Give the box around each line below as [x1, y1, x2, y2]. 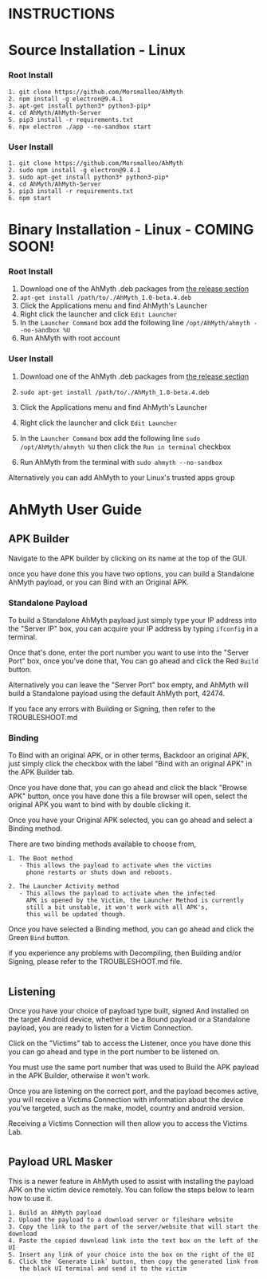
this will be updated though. [26, 911, 127, 919]
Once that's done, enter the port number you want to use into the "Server [8, 647, 249, 658]
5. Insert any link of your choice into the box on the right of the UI [8, 1250, 255, 1258]
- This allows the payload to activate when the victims [18, 862, 213, 870]
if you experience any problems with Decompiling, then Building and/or [8, 948, 241, 958]
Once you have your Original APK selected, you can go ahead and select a [8, 815, 253, 825]
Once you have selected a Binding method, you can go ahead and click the [8, 924, 254, 934]
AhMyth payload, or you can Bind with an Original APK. [8, 577, 190, 587]
